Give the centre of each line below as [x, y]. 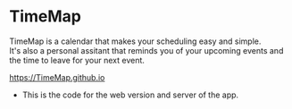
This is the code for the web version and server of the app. [130, 95]
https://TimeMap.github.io [57, 77]
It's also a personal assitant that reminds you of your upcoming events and [146, 50]
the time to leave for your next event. [77, 60]
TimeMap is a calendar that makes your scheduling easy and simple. [135, 41]
